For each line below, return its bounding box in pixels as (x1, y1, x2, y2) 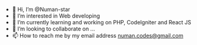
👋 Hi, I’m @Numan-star (12, 6, 70, 13)
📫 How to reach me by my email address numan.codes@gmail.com (12, 32, 184, 39)
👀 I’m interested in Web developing (12, 12, 100, 19)
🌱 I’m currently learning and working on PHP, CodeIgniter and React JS (12, 19, 191, 26)
